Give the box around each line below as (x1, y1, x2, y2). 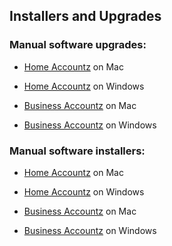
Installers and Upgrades (9, 8, 162, 25)
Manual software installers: (9, 144, 146, 158)
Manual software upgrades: (9, 38, 147, 52)
